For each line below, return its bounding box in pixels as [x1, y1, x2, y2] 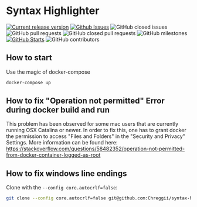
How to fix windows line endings [6, 168, 127, 178]
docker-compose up [6, 80, 51, 85]
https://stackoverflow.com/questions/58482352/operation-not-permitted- [6, 145, 185, 153]
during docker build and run [6, 105, 110, 115]
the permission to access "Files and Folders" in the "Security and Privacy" [6, 133, 186, 140]
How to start [6, 53, 52, 63]
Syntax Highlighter [6, 4, 100, 18]
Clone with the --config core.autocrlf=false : [6, 184, 118, 191]
